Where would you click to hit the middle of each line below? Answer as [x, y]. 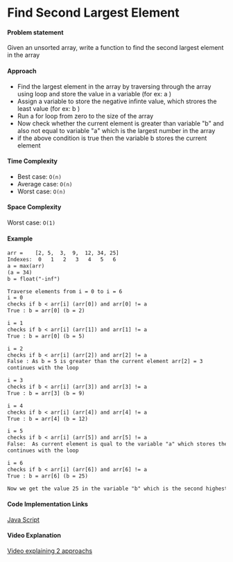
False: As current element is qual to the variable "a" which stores [111, 444]
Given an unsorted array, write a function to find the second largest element [115, 48]
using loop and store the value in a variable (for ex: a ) [94, 94]
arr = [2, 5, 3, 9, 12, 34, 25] [63, 253]
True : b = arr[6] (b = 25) [48, 476]
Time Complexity [32, 161]
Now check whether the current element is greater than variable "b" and [120, 123]
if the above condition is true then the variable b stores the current [112, 138]
